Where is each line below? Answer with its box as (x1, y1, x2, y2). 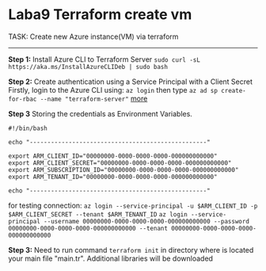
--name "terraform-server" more (40, 94, 148, 103)
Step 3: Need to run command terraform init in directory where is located (8, 245, 254, 254)
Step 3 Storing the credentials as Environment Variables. (8, 109, 192, 118)
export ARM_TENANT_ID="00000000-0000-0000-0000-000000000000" (8, 173, 218, 181)
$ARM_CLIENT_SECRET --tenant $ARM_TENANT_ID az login (8, 210, 188, 219)
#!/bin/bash (8, 124, 47, 132)
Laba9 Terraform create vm (8, 6, 192, 24)
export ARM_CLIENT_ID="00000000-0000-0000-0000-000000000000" (8, 152, 218, 160)
